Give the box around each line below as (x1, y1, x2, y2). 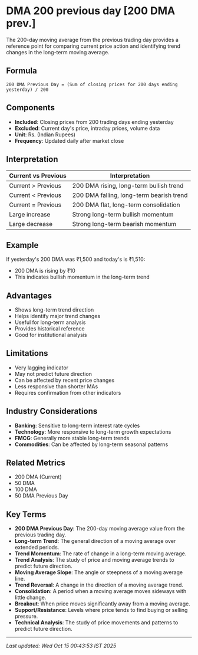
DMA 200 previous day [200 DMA (6, 4, 176, 18)
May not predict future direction (14, 370, 93, 377)
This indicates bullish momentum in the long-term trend (14, 273, 150, 281)
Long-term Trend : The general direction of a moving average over (14, 538, 176, 545)
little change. (14, 594, 47, 601)
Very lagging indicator (14, 364, 69, 371)
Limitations (6, 348, 48, 358)
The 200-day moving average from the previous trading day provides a (6, 36, 179, 43)
